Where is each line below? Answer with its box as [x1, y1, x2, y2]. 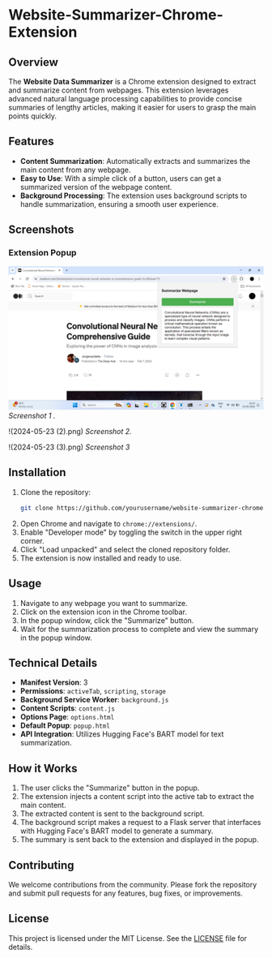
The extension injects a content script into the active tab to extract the [19, 792, 255, 801]
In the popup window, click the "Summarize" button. [19, 615, 194, 625]
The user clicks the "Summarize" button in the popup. [19, 783, 200, 793]
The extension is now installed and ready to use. [19, 553, 182, 563]
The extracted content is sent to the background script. [19, 809, 205, 818]
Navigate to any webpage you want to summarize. [19, 598, 188, 608]
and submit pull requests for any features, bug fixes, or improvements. [8, 888, 243, 898]
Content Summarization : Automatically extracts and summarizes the [19, 156, 251, 165]
